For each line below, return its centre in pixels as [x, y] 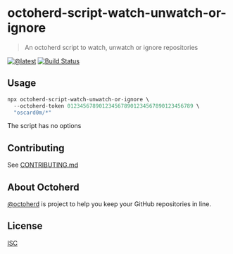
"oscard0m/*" [33, 113]
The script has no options [44, 126]
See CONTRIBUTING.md [43, 165]
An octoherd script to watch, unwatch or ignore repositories [111, 47]
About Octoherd [43, 187]
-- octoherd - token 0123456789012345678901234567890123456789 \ [107, 106]
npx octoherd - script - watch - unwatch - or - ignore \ [78, 99]
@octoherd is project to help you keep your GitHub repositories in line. [109, 204]
